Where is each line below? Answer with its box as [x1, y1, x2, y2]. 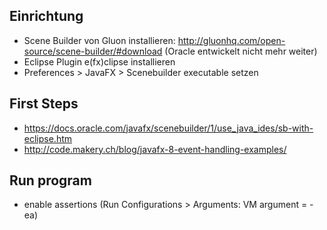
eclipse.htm [23, 132, 73, 144]
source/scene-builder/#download [23, 45, 163, 57]
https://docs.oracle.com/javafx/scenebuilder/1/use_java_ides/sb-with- [23, 122, 314, 134]
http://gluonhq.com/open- [177, 34, 286, 46]
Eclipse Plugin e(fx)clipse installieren [23, 55, 176, 68]
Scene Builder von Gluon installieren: [23, 34, 176, 46]
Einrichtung [9, 8, 84, 25]
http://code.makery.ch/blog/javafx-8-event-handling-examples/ [23, 143, 287, 155]
